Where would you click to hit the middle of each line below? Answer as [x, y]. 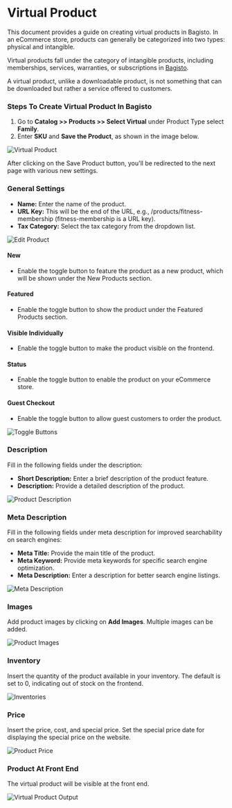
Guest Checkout [31, 403]
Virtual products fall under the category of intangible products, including [110, 60]
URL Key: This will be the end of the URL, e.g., [83, 211]
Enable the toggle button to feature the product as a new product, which [120, 271]
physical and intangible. [41, 47]
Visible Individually [35, 333]
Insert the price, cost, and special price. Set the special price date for [106, 730]
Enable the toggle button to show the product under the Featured [110, 309]
